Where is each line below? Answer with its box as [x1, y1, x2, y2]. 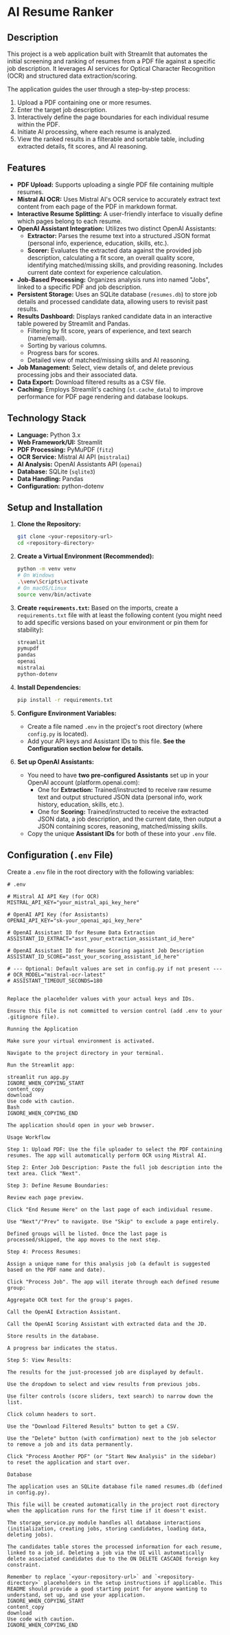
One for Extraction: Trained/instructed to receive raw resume [37, 785, 211, 793]
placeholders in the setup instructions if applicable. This [43, 1579, 223, 1586]
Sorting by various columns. [27, 341, 107, 350]
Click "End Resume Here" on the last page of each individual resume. [7, 1206, 214, 1213]
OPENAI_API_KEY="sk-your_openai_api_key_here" [7, 917, 143, 924]
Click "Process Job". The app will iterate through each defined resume [7, 1278, 220, 1285]
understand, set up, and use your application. [7, 1591, 146, 1599]
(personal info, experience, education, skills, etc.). [27, 239, 170, 247]
